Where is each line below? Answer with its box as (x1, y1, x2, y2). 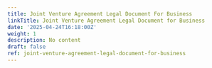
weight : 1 (7, 30, 37, 38)
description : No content (7, 37, 81, 44)
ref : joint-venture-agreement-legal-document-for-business (7, 50, 186, 57)
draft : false (7, 43, 46, 50)
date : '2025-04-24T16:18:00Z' (7, 23, 97, 30)
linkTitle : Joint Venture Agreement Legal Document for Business (7, 17, 205, 24)
